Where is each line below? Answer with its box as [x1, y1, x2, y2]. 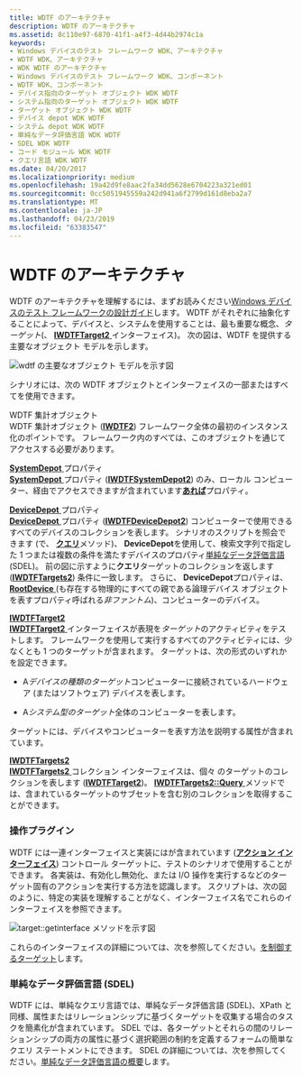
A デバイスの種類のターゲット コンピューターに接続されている [22, 676, 250, 687]
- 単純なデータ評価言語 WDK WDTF [9, 131, 122, 140]
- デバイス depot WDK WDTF [9, 114, 105, 123]
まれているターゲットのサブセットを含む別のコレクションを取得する [32, 788, 286, 799]
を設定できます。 [9, 657, 72, 668]
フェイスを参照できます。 [32, 903, 127, 914]
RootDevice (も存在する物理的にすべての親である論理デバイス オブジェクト [9, 583, 289, 594]
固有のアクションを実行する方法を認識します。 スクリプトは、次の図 [32, 880, 287, 891]
